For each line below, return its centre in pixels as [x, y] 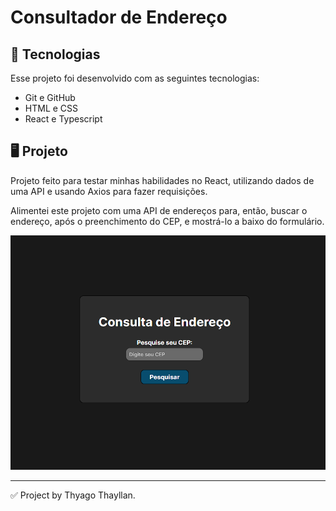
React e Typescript [63, 119]
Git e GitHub [50, 97]
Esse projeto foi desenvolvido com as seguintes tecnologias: [135, 78]
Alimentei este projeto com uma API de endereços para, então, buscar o [159, 210]
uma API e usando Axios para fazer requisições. [109, 191]
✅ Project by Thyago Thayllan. [73, 495]
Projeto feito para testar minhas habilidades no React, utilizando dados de [162, 180]
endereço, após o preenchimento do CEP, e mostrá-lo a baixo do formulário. [167, 221]
